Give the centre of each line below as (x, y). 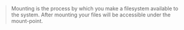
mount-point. (27, 21)
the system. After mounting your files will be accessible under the (91, 15)
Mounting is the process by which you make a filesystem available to (95, 9)
